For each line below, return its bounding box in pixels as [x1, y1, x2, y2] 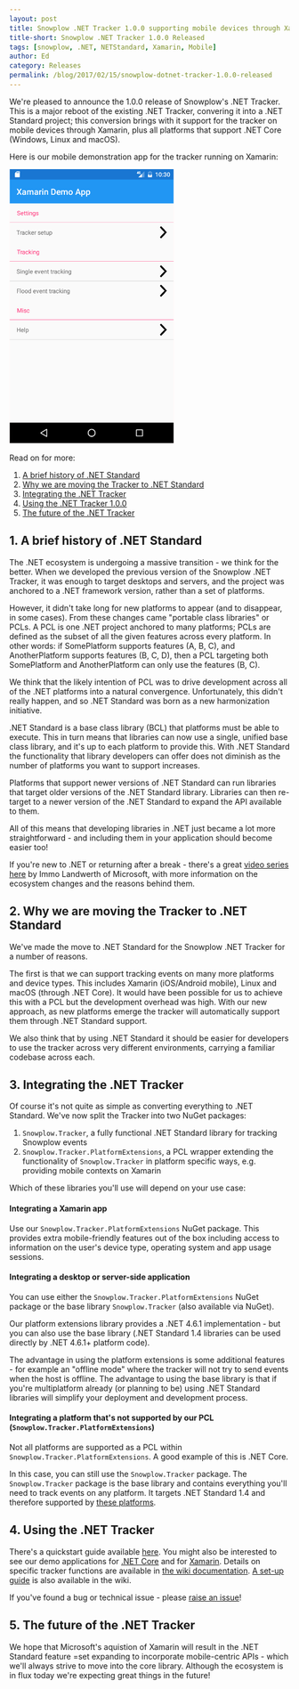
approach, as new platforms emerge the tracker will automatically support [9, 1006, 280, 1017]
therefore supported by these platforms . [9, 1497, 157, 1507]
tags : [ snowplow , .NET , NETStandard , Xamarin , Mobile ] [9, 43, 217, 52]
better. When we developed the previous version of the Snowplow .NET [9, 566, 271, 577]
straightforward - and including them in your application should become [9, 832, 273, 843]
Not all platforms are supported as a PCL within [9, 1441, 182, 1452]
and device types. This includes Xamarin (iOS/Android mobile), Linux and [9, 978, 278, 988]
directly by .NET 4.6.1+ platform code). [9, 1336, 150, 1348]
